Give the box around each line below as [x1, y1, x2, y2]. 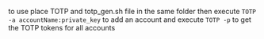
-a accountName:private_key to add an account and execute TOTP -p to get [8, 15, 252, 24]
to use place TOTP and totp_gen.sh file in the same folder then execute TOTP [8, 7, 256, 16]
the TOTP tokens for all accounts [8, 23, 116, 32]
